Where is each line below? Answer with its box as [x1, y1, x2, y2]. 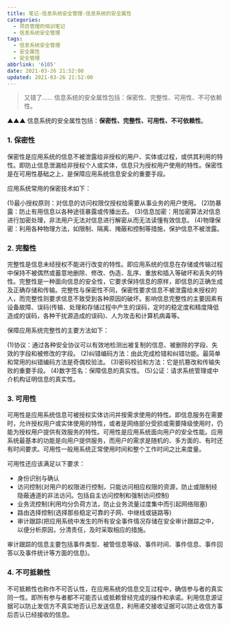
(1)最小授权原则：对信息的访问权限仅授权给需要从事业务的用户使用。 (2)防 [7, 198, 216, 207]
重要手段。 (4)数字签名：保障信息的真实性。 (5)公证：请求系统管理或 [18, 366, 213, 375]
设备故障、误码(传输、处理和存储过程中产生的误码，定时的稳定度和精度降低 [7, 303, 220, 311]
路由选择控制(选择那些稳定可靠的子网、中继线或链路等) [16, 508, 172, 517]
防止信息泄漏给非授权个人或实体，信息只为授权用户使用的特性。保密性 [25, 161, 223, 169]
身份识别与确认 [16, 474, 60, 482]
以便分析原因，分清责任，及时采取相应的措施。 [16, 526, 149, 534]
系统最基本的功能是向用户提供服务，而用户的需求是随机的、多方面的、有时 [7, 436, 217, 445]
